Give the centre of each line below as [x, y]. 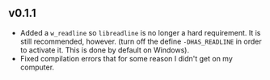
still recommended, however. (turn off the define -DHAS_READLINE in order [141, 41]
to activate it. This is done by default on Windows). [105, 50]
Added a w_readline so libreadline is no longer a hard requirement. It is [140, 32]
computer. [37, 67]
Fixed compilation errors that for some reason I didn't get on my [126, 58]
